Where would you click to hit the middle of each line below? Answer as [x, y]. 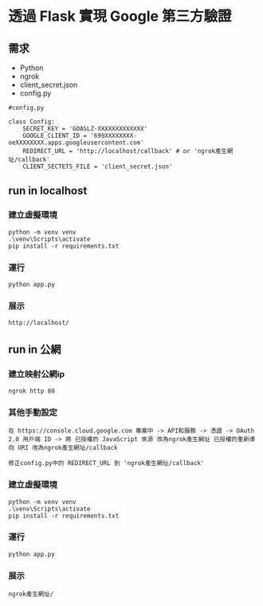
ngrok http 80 [32, 391]
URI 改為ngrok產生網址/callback [68, 448]
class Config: [32, 122]
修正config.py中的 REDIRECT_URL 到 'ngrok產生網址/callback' [106, 463]
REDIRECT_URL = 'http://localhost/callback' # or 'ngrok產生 [125, 151]
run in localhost [48, 191]
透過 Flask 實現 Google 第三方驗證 [120, 16]
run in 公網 [35, 349]
